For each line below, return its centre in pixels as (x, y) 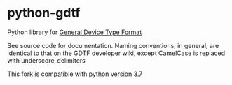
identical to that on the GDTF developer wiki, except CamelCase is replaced (116, 53)
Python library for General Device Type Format (75, 32)
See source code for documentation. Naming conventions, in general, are (113, 45)
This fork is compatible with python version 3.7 (75, 74)
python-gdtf (44, 13)
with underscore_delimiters (47, 60)
